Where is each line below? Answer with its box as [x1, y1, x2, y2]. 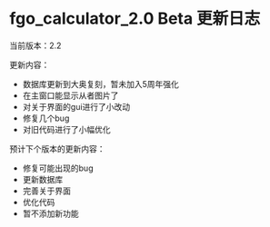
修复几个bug [22, 113, 70, 123]
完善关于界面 [22, 185, 71, 196]
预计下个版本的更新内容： [9, 143, 105, 154]
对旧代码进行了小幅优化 [22, 123, 111, 134]
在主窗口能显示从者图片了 [22, 90, 119, 101]
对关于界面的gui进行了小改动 [22, 101, 131, 112]
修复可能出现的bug [22, 163, 94, 173]
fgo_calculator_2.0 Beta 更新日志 [9, 8, 261, 29]
